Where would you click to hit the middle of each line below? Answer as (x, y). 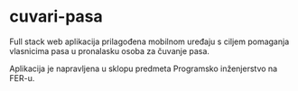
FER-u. (22, 77)
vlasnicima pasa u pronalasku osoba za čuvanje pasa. (110, 50)
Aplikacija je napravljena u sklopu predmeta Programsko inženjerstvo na (144, 68)
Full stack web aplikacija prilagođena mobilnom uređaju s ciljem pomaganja (149, 41)
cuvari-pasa (56, 17)
